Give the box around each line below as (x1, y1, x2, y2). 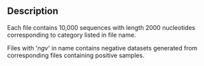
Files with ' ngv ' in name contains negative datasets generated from (7, 44, 198, 52)
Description (7, 5, 58, 17)
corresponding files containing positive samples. (7, 51, 145, 59)
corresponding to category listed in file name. (7, 31, 136, 39)
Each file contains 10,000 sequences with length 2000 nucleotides (7, 23, 196, 31)
